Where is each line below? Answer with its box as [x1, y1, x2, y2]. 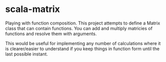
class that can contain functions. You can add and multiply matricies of [5, 25, 153, 31]
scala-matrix [5, 3, 61, 15]
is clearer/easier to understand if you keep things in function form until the [5, 45, 160, 51]
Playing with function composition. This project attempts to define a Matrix [5, 20, 160, 26]
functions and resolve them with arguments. [5, 30, 97, 36]
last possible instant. [5, 51, 48, 57]
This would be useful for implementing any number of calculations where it [5, 40, 161, 46]
